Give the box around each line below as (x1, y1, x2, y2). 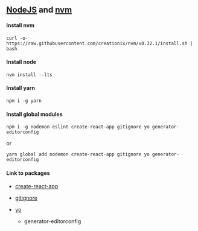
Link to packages (6, 169, 50, 177)
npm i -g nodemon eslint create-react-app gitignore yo (6, 124, 150, 130)
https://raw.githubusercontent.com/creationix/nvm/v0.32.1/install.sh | (6, 40, 193, 46)
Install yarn (6, 84, 35, 92)
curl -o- (6, 35, 28, 41)
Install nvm (6, 21, 35, 29)
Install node (6, 59, 37, 66)
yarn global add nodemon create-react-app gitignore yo (6, 151, 150, 157)
